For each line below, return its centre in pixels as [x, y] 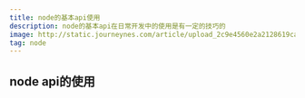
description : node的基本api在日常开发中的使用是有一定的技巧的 [118, 26]
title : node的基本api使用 [55, 18]
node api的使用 [52, 81]
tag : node [28, 43]
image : [22, 34]
